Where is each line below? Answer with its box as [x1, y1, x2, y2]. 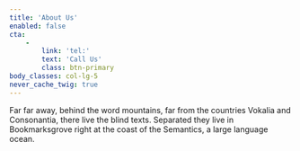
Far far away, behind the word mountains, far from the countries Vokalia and [9, 104, 292, 115]
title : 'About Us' [9, 13, 78, 22]
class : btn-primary [41, 64, 115, 73]
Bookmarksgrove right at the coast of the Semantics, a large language [9, 123, 269, 135]
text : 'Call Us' [41, 55, 102, 64]
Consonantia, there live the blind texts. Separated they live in [9, 114, 234, 125]
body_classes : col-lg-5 [9, 72, 99, 81]
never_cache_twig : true [9, 80, 99, 89]
